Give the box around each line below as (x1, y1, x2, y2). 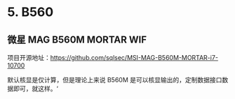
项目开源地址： (7, 54, 51, 61)
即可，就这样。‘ (13, 84, 58, 93)
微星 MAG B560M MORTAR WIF (7, 33, 147, 45)
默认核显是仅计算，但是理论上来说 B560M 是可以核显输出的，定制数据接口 (7, 76, 222, 84)
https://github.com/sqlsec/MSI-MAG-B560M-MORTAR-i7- (50, 54, 219, 61)
